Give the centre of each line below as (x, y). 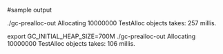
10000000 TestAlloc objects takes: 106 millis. (71, 43)
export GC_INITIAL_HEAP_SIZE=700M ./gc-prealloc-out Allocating (101, 36)
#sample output (30, 10)
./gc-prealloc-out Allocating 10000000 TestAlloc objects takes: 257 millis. (112, 23)
